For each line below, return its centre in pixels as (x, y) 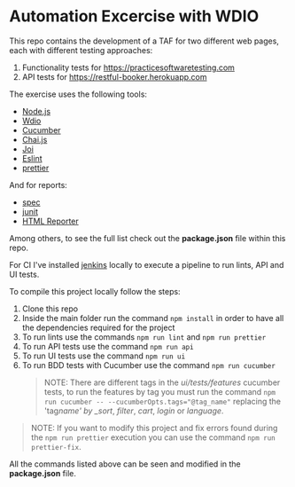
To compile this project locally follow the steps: (95, 291)
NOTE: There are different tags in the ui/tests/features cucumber (162, 382)
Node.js (36, 111)
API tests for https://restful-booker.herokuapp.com (114, 76)
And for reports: (39, 185)
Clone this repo (50, 309)
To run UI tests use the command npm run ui (104, 356)
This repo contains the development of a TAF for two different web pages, (144, 41)
